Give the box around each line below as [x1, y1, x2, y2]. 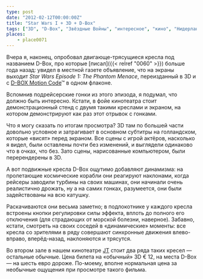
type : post [6, 8, 34, 15]
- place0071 [17, 37, 47, 43]
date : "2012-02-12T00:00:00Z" [6, 14, 83, 21]
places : [6, 31, 26, 37]
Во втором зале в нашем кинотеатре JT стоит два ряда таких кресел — [6, 247, 192, 254]
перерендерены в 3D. [6, 154, 62, 161]
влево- [172, 229, 191, 236]
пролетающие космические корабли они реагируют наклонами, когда [6, 172, 189, 179]
